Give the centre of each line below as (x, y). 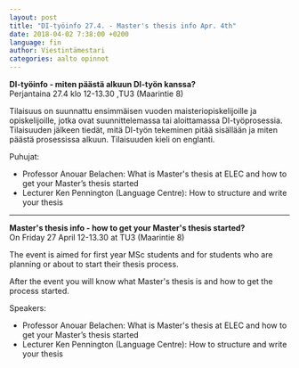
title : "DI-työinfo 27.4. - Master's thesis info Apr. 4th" (123, 26)
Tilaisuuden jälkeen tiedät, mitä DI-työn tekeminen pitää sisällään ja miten (144, 130)
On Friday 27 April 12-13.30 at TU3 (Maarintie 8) (97, 237)
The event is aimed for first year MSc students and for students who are (141, 254)
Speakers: (28, 308)
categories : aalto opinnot (59, 59)
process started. (39, 291)
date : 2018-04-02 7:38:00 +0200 (69, 34)
